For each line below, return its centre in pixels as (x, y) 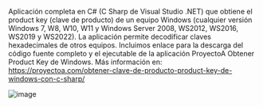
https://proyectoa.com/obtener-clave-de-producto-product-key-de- (120, 70)
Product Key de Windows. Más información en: (85, 62)
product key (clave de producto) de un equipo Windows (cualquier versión (130, 20)
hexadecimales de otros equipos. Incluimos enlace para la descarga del (126, 45)
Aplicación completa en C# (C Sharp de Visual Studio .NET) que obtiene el (130, 11)
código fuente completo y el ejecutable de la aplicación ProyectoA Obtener (131, 53)
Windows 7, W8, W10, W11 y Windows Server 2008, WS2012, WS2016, (124, 28)
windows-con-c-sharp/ (47, 79)
